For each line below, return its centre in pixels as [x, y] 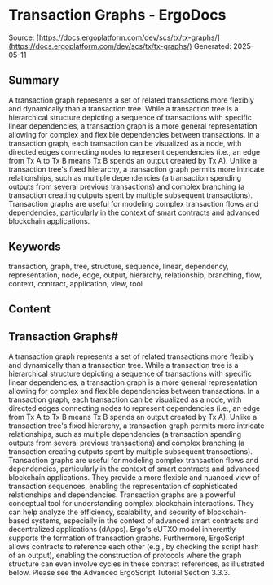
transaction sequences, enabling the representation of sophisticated [123, 486]
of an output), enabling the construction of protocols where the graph [125, 555]
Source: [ [24, 37]
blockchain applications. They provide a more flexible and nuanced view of [134, 477]
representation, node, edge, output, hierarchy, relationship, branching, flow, [135, 275]
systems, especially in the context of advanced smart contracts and [145, 520]
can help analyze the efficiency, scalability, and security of [107, 512]
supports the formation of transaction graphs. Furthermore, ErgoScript [127, 538]
